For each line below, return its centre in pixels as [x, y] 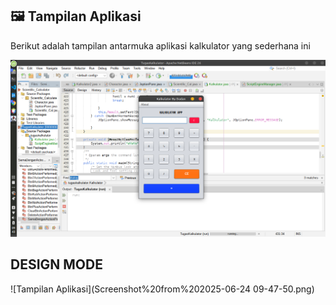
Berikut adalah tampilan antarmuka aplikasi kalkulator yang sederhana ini [160, 45]
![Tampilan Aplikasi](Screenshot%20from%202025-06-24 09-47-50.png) [162, 289]
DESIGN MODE [56, 264]
